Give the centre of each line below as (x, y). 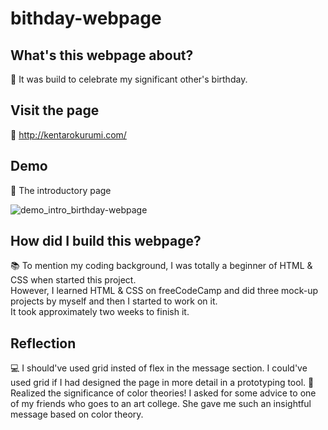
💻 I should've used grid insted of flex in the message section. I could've (159, 368)
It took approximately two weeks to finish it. (100, 312)
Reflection (43, 343)
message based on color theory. (77, 414)
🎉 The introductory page (61, 190)
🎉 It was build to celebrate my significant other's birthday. (129, 79)
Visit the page (55, 110)
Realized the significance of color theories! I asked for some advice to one (163, 393)
